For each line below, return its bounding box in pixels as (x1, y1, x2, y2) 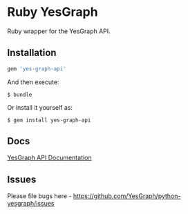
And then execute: (7, 77, 59, 86)
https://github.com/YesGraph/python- (73, 192, 181, 200)
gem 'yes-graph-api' (7, 65, 67, 72)
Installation (7, 47, 57, 59)
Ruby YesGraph (7, 4, 98, 20)
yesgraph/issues (7, 200, 55, 208)
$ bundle (7, 91, 32, 98)
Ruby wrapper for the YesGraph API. (7, 27, 111, 35)
